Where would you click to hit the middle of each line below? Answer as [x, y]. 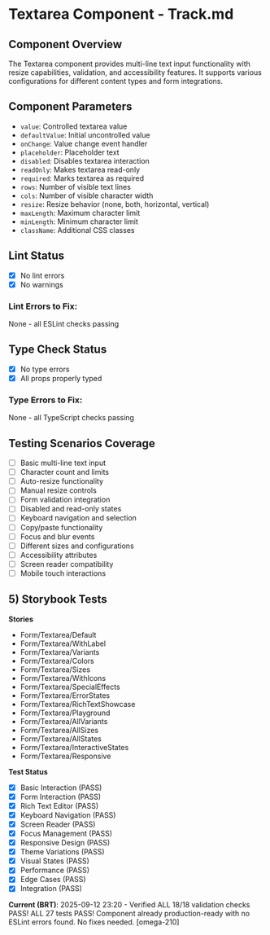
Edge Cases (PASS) [53, 880]
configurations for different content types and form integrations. [116, 81]
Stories [21, 619]
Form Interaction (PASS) [61, 797]
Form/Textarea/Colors [57, 661]
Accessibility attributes [59, 555]
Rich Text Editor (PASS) [59, 806]
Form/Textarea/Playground [65, 713]
